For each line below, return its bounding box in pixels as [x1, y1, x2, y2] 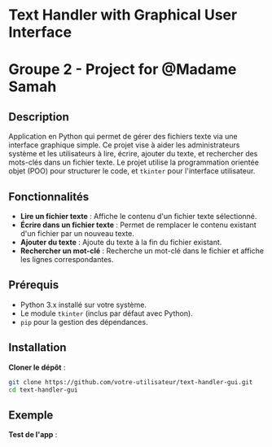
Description [8, 110, 69, 124]
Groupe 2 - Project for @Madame [8, 60, 237, 79]
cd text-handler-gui [8, 385, 79, 394]
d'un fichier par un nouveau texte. [20, 229, 134, 238]
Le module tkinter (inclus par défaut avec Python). [20, 308, 193, 318]
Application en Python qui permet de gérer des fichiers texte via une [8, 132, 238, 142]
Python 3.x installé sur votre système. [20, 300, 147, 309]
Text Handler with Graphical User [8, 6, 238, 24]
